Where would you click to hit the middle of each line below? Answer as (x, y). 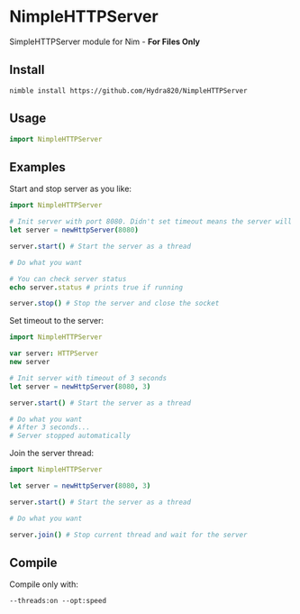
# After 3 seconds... (50, 427)
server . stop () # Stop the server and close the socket (114, 304)
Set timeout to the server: (57, 321)
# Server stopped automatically (70, 436)
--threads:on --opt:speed (58, 601)
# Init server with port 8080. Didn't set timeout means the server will (151, 222)
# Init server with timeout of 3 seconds (88, 378)
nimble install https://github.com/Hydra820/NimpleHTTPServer (128, 91)
